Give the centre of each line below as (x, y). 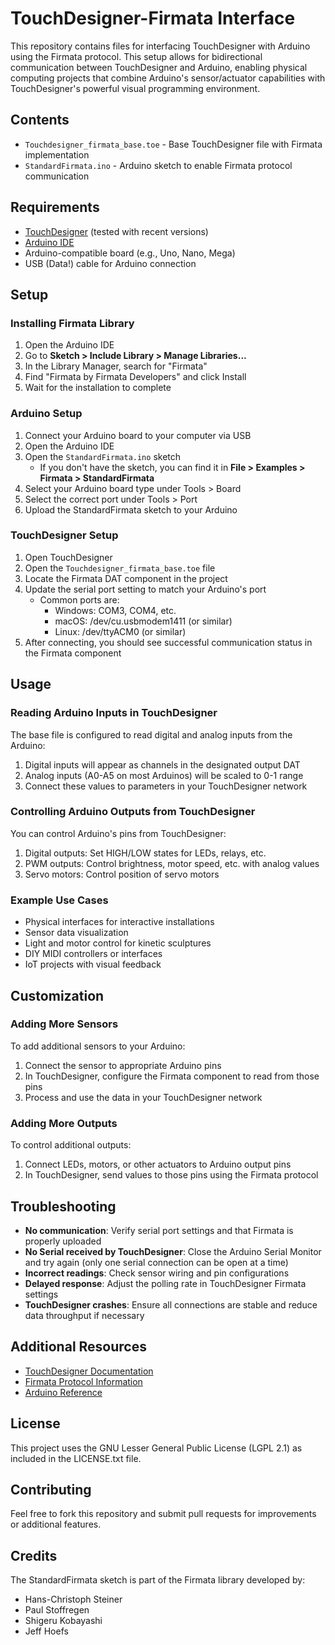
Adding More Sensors (64, 1024)
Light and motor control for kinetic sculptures (118, 943)
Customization (57, 995)
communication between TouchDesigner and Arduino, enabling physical (159, 67)
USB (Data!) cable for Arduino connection (110, 263)
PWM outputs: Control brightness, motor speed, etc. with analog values (172, 863)
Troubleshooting (63, 1206)
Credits (34, 1555)
